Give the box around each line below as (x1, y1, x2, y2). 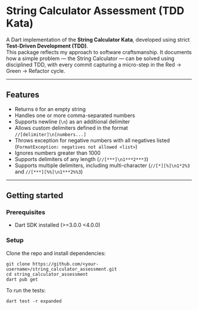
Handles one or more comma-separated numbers (14, 112, 136, 119)
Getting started (6, 191, 64, 201)
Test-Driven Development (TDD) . (6, 42, 88, 49)
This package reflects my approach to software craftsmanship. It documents (6, 48, 192, 55)
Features (6, 90, 39, 100)
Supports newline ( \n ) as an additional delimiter (14, 118, 130, 125)
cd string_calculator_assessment (6, 271, 88, 277)
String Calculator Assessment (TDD (6, 4, 184, 18)
